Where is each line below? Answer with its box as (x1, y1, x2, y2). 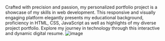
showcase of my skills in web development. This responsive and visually (5, 9, 156, 15)
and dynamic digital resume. (5, 31, 64, 36)
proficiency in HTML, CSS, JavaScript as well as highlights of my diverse (5, 20, 156, 26)
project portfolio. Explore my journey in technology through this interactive (5, 25, 160, 31)
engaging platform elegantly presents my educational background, (5, 15, 144, 20)
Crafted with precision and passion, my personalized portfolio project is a (5, 4, 157, 10)
